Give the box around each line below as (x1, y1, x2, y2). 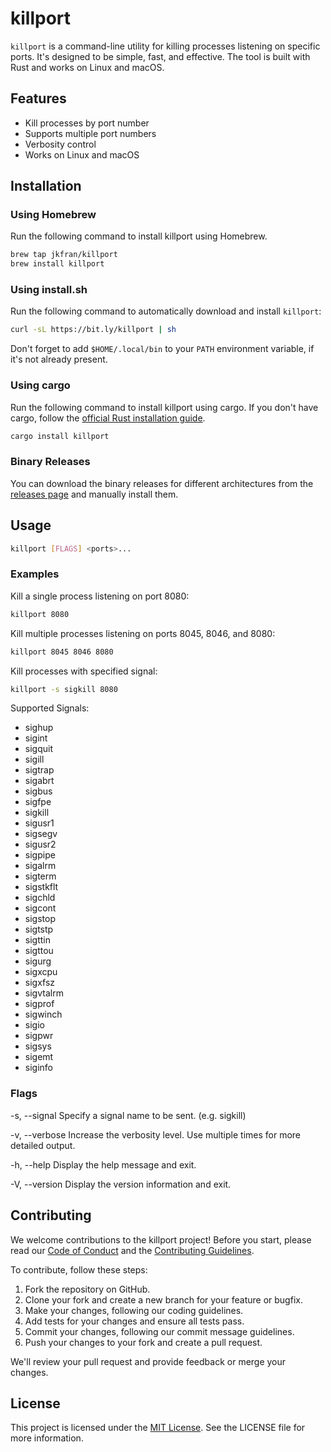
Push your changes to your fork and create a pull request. (24, 1336, 263, 1348)
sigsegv (24, 828, 58, 840)
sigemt (24, 1051, 54, 1063)
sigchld (24, 892, 56, 904)
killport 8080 (10, 609, 70, 619)
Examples (10, 567, 60, 581)
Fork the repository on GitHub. (24, 1283, 151, 1295)
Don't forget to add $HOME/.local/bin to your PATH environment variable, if (10, 343, 315, 355)
